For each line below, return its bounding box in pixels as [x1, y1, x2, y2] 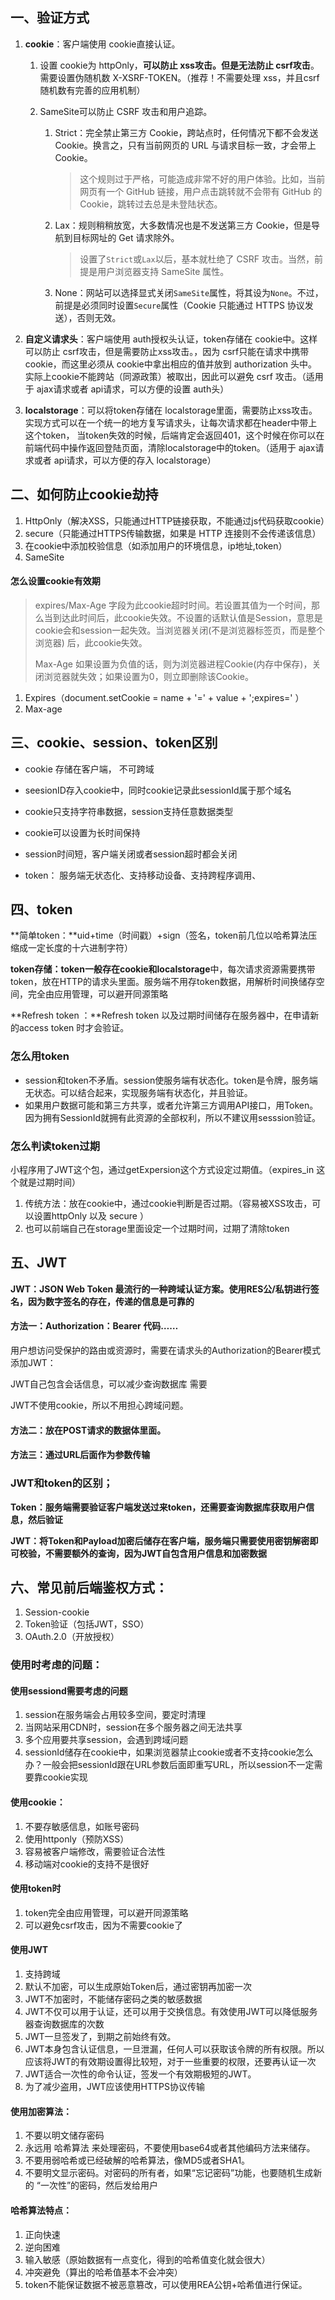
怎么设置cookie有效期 [10, 575, 101, 587]
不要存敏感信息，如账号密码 [24, 1820, 140, 1832]
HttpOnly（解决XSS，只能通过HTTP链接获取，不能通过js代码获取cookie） [24, 514, 330, 527]
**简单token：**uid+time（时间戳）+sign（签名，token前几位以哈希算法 [10, 929, 309, 942]
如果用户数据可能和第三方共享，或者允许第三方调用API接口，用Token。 [24, 1099, 319, 1111]
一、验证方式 [10, 9, 90, 27]
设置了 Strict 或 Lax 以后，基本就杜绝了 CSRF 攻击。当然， [79, 253, 315, 265]
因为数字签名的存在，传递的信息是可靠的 [27, 1295, 195, 1307]
